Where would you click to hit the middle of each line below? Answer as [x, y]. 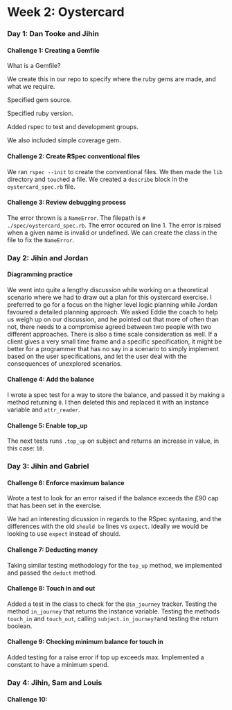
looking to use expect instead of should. [64, 534]
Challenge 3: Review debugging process [67, 203]
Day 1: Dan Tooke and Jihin [53, 34]
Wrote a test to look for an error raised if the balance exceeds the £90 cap [113, 498]
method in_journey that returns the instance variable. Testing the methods [114, 611]
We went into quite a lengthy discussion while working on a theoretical [108, 289]
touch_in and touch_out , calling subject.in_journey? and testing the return [113, 618]
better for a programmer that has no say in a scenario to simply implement [113, 348]
